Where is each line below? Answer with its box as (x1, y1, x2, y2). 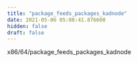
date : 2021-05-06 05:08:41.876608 (7, 16, 106, 23)
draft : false (7, 29, 45, 36)
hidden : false (7, 23, 48, 29)
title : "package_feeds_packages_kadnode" (7, 10, 128, 17)
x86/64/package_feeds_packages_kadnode (7, 48, 132, 56)
